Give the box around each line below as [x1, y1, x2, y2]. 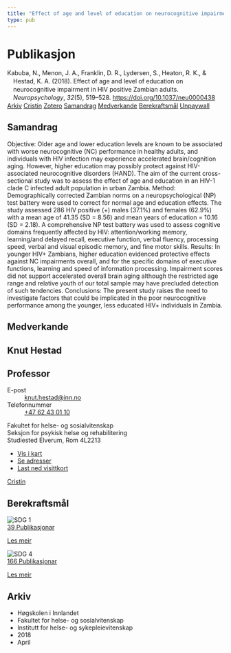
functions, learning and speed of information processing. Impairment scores [7, 264, 223, 272]
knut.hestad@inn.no [24, 394, 81, 402]
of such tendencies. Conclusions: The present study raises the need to [7, 286, 208, 294]
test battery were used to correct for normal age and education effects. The [7, 198, 222, 207]
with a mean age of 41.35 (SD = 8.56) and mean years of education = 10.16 [7, 213, 218, 221]
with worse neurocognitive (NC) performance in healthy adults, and [7, 147, 198, 155]
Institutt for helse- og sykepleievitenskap [16, 623, 133, 632]
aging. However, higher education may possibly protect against [7, 161, 186, 170]
